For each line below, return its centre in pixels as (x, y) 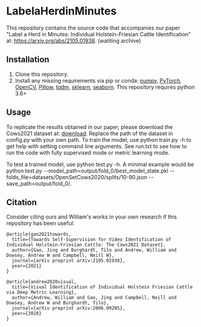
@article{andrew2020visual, (42, 282)
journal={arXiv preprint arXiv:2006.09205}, (69, 308)
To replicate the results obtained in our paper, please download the (90, 127)
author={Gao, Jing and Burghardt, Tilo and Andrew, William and (94, 250)
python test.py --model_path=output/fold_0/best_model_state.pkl (88, 171)
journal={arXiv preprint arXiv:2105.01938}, (69, 261)
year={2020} (27, 314)
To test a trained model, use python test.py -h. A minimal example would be (100, 164)
